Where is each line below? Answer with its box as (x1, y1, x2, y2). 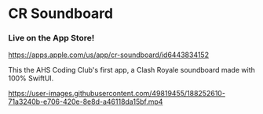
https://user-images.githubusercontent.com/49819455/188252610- (8, 89, 226, 98)
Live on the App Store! (8, 33, 95, 44)
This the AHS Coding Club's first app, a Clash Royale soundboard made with (8, 66, 255, 75)
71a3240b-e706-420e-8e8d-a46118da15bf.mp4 (8, 97, 163, 106)
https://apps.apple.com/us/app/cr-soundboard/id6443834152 (8, 50, 210, 59)
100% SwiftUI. (8, 73, 54, 83)
